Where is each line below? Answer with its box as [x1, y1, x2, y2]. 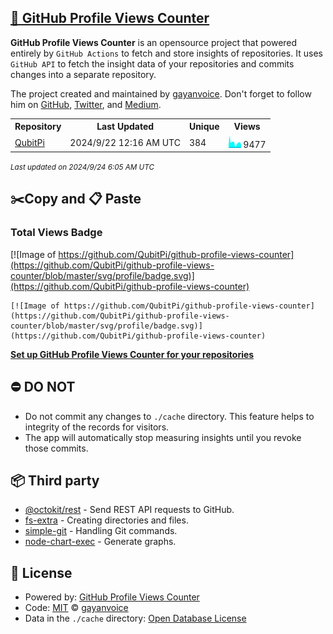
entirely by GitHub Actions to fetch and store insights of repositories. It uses [10, 47, 323, 59]
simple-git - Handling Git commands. [24, 525, 178, 537]
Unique [188, 121, 220, 133]
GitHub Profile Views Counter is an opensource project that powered [10, 36, 298, 48]
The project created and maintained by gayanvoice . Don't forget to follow [10, 87, 312, 100]
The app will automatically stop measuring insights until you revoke [24, 431, 302, 443]
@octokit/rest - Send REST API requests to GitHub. [24, 504, 235, 516]
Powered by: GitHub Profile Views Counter [24, 591, 200, 603]
